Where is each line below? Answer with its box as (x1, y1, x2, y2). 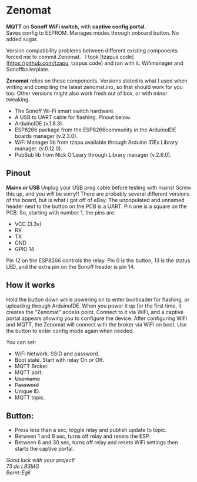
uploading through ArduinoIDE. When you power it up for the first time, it (6, 302, 182, 309)
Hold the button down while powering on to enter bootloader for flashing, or (6, 296, 190, 303)
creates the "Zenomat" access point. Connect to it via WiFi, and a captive (6, 308, 184, 315)
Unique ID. (14, 387, 41, 395)
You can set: (6, 338, 36, 345)
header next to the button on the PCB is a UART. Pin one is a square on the (6, 203, 187, 210)
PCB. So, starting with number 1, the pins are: (6, 209, 116, 216)
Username (14, 375, 40, 382)
